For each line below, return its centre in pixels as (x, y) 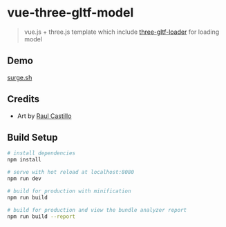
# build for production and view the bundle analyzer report (97, 210)
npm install (24, 160)
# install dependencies (41, 153)
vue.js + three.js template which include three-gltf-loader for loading (122, 32)
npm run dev (24, 179)
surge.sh (20, 77)
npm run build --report (41, 216)
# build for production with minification (69, 191)
